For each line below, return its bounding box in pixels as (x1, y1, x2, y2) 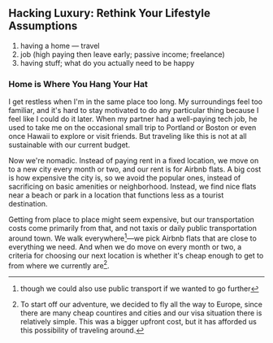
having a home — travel (19, 41, 100, 50)
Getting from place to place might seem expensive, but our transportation (8, 215, 254, 224)
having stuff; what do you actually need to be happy (19, 58, 195, 67)
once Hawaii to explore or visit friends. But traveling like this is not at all (8, 132, 247, 141)
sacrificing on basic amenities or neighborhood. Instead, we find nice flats (8, 182, 257, 192)
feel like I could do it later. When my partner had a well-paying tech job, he (8, 114, 258, 124)
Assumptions (8, 20, 78, 33)
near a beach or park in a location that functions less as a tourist (8, 190, 224, 200)
